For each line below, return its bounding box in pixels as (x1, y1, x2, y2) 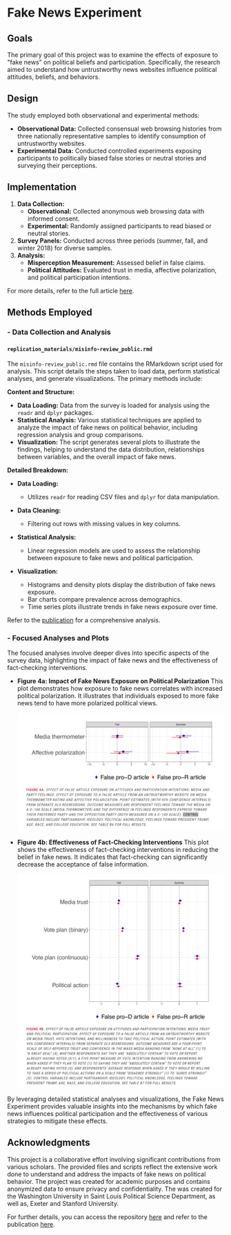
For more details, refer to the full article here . (7, 286, 134, 295)
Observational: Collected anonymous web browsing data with (27, 207, 205, 215)
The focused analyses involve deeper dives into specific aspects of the (7, 649, 210, 658)
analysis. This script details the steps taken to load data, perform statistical (7, 367, 220, 375)
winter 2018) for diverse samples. (17, 243, 112, 252)
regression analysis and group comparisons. (17, 431, 143, 439)
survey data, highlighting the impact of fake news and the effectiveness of (7, 656, 219, 665)
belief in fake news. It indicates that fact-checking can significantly (17, 853, 208, 862)
